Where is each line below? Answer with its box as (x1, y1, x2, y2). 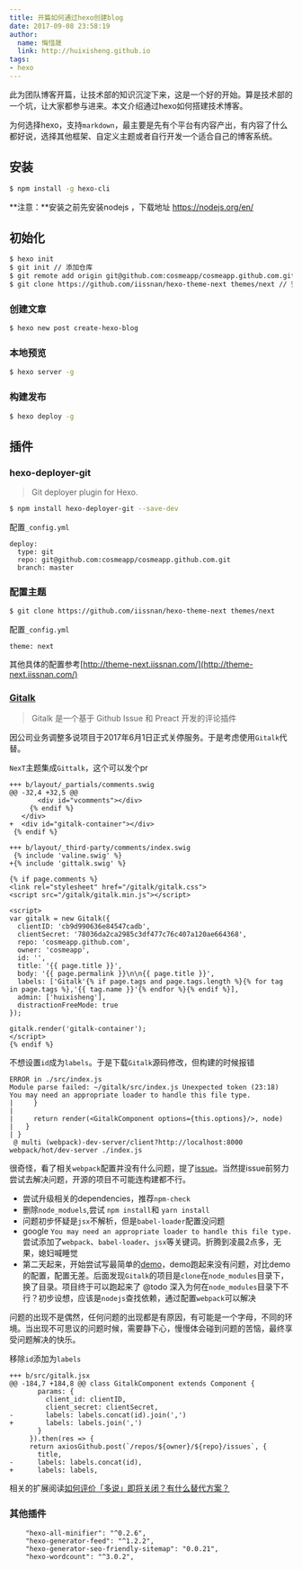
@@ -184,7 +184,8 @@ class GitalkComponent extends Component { (9, 1379, 255, 1388)
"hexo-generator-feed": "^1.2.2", (25, 1536, 155, 1546)
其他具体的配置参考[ (9, 659, 84, 670)
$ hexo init (9, 255, 54, 264)
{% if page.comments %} (9, 875, 99, 884)
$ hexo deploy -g (9, 411, 75, 421)
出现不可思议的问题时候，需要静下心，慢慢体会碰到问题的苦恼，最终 (32, 1323, 285, 1334)
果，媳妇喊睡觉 (22, 1248, 78, 1259)
